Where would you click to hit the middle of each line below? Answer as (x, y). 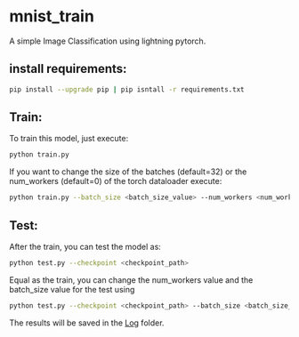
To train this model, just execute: (69, 139)
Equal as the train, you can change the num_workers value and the (131, 280)
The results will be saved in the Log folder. (87, 323)
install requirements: (68, 69)
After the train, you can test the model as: (85, 247)
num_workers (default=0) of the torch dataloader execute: (116, 181)
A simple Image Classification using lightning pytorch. (108, 41)
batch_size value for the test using (72, 289)
